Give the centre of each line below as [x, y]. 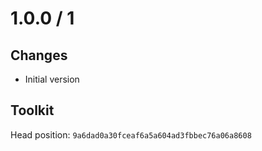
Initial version [52, 79]
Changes [39, 55]
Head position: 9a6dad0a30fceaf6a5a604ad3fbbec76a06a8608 [131, 134]
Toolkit [32, 110]
